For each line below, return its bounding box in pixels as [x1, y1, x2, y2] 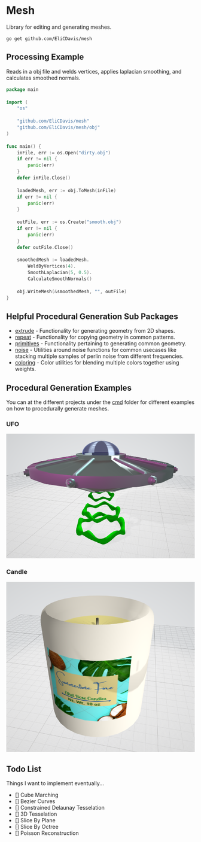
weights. [14, 366, 36, 373]
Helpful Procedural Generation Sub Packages [6, 311, 178, 321]
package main [6, 86, 39, 93]
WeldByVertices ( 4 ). [28, 263, 77, 269]
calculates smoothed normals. [6, 74, 81, 81]
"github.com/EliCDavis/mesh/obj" [17, 124, 100, 130]
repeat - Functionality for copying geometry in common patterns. [14, 333, 175, 341]
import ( [6, 99, 28, 105]
